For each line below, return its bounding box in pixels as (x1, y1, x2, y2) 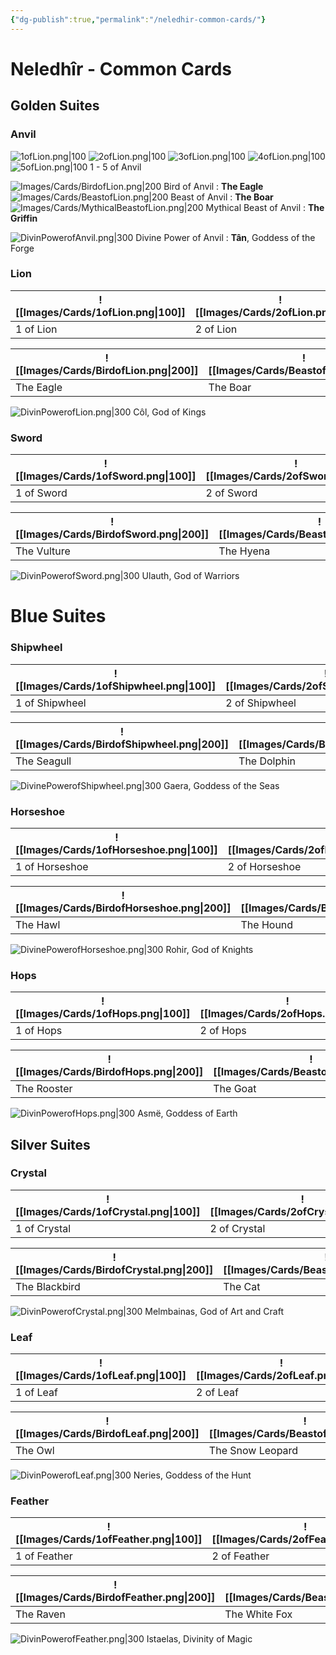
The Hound (240, 917, 294, 931)
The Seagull (15, 754, 72, 768)
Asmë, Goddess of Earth (137, 1107, 238, 1120)
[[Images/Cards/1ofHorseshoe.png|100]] (15, 842, 218, 856)
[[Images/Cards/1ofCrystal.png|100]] (15, 1204, 201, 1218)
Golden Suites (10, 97, 100, 115)
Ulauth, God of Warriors (141, 570, 240, 582)
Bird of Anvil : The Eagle (163, 180, 264, 192)
